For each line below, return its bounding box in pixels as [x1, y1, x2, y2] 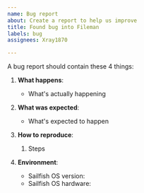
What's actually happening [28, 90, 106, 98]
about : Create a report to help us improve [7, 17, 138, 24]
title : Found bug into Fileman [7, 23, 100, 30]
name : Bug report [7, 10, 59, 18]
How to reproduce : [17, 131, 74, 139]
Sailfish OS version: [28, 172, 85, 180]
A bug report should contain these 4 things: [7, 62, 134, 71]
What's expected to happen [28, 117, 109, 126]
